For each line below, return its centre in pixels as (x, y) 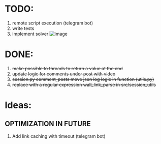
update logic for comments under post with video (64, 74)
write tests (23, 28)
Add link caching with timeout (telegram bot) (59, 136)
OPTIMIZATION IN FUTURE (48, 124)
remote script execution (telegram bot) (53, 23)
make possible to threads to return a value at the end (67, 68)
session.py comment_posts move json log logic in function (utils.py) (83, 79)
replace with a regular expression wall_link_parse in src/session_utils (84, 84)
